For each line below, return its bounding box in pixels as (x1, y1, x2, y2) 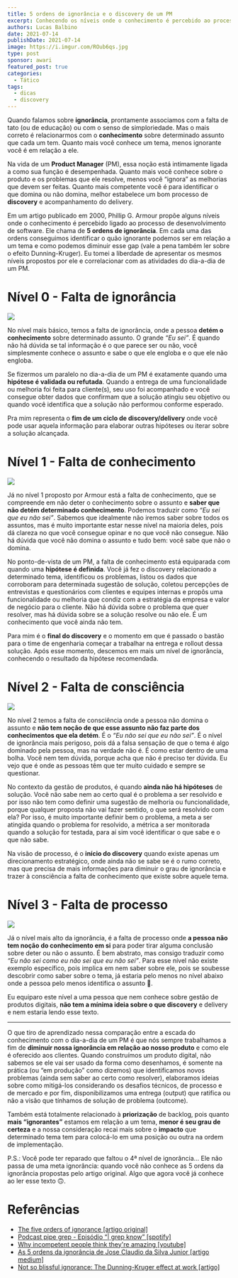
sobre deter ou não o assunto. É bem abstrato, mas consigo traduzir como (7, 948, 225, 957)
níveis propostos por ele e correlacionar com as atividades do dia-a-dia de (7, 257, 225, 265)
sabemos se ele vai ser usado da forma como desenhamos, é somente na (7, 1058, 223, 1067)
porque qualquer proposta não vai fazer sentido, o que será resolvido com (7, 805, 225, 814)
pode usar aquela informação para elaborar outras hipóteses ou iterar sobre (7, 421, 229, 430)
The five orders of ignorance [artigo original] (17, 1225, 149, 1233)
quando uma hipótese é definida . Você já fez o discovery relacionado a (7, 564, 217, 573)
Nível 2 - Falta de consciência (7, 680, 185, 695)
